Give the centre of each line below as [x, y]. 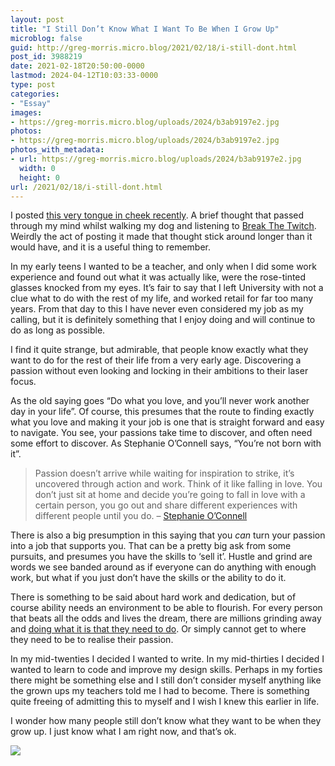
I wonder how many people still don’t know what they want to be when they [166, 721]
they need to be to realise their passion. [92, 640]
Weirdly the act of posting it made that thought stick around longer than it [161, 237]
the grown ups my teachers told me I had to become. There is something [160, 691]
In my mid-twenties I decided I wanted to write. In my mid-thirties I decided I [167, 659]
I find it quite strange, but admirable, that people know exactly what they [159, 350]
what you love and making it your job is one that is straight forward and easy [167, 422]
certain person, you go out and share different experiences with [166, 505]
